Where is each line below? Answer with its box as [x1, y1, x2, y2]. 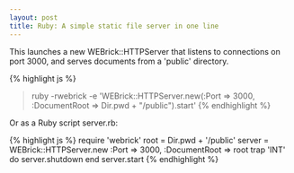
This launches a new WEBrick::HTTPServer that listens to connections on [9, 46, 281, 56]
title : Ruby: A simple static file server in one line [9, 22, 219, 30]
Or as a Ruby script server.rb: [9, 117, 119, 128]
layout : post [9, 13, 58, 22]
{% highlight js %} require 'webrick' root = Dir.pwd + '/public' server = [9, 134, 270, 145]
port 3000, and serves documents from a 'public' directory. [9, 56, 229, 66]
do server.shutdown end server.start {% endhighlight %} [9, 153, 219, 164]
